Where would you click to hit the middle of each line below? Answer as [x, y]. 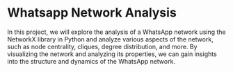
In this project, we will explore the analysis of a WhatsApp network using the [116, 32]
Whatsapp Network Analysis [92, 13]
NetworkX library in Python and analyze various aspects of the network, [110, 39]
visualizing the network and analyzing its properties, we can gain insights [112, 54]
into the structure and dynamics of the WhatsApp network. [91, 61]
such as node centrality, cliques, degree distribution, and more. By [102, 46]
